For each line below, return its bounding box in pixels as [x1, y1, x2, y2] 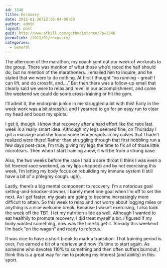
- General [10, 45, 30, 50]
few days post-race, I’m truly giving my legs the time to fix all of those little [5, 142, 159, 148]
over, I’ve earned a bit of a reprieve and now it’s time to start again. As [5, 241, 150, 247]
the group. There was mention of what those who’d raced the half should [5, 64, 156, 70]
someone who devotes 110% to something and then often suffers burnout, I [5, 246, 160, 252]
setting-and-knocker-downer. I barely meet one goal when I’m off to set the [5, 188, 161, 194]
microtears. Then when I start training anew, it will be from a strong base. [5, 147, 156, 153]
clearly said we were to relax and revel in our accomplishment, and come [5, 85, 156, 91]
